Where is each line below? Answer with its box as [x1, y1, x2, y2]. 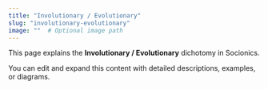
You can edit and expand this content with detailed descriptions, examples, [8, 64, 256, 73]
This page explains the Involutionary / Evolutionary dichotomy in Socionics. [8, 48, 260, 58]
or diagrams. [8, 72, 50, 82]
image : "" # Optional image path [8, 26, 124, 34]
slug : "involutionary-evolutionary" [8, 19, 130, 27]
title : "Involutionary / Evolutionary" [8, 11, 142, 20]
